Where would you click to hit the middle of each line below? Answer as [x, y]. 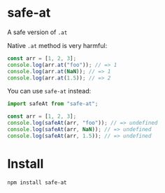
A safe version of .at [37, 32]
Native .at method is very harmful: [57, 45]
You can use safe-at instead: [49, 91]
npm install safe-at [37, 183]
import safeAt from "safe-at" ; [53, 104]
